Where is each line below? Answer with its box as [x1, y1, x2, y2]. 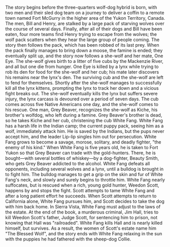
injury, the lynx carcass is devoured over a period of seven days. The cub [5, 96, 159, 102]
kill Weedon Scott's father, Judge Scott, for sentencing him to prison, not [5, 215, 158, 220]
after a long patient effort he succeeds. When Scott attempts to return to [5, 193, 157, 199]
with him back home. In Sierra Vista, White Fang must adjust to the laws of [5, 204, 161, 209]
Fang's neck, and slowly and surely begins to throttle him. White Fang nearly [5, 177, 165, 183]
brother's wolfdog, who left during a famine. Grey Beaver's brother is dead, [5, 112, 162, 118]
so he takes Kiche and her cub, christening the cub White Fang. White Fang [5, 118, 163, 123]
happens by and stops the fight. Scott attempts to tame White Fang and [5, 188, 155, 193]
